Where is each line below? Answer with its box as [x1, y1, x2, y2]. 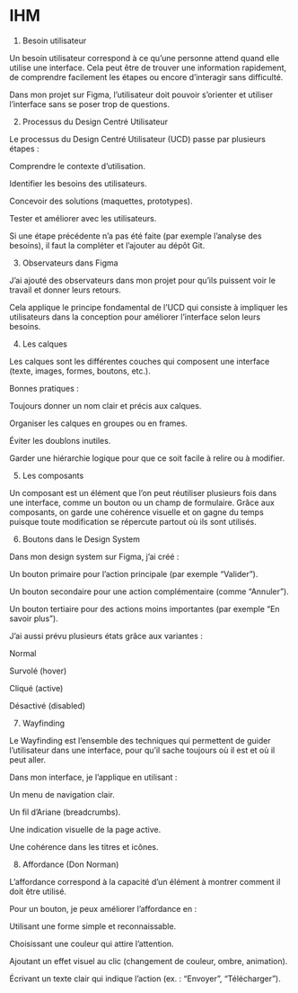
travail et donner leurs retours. [9, 284, 121, 295]
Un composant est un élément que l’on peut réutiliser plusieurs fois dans [9, 487, 277, 498]
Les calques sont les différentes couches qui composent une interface [9, 356, 270, 366]
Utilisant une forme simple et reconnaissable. [9, 920, 177, 932]
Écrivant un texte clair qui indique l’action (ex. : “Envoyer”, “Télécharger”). [9, 973, 281, 984]
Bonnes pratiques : [9, 383, 79, 393]
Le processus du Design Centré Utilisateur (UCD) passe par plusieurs [9, 133, 267, 144]
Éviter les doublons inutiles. [9, 435, 111, 446]
